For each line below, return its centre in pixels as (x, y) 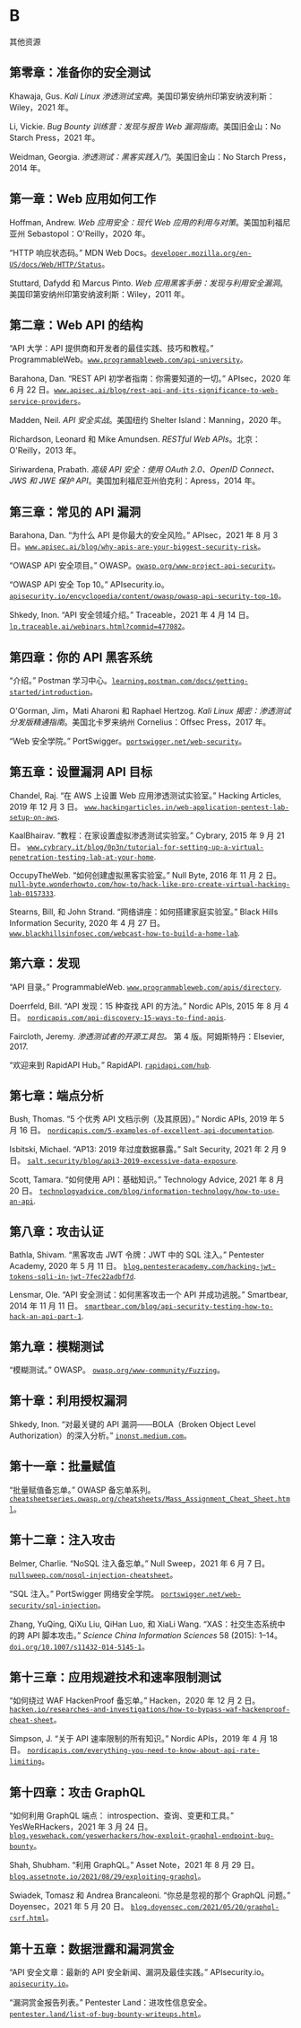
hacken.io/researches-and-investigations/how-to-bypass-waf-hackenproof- (150, 1710)
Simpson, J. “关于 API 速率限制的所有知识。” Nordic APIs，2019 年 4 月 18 (143, 1739)
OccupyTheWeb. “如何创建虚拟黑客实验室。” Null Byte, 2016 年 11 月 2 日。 (146, 875)
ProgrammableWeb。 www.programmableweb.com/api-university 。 (129, 359)
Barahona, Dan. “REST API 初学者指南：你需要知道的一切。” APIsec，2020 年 (150, 379)
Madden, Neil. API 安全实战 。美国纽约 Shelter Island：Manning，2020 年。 (148, 420)
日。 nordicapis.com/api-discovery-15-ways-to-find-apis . (118, 1017)
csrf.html (28, 1918)
